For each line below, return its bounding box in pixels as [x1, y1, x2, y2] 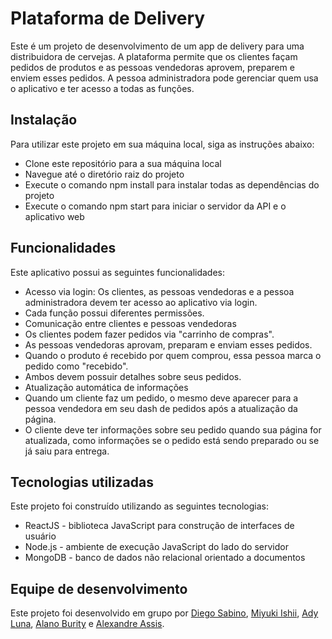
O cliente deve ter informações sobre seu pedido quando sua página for [24, 423, 322, 436]
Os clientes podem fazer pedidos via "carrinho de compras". [24, 328, 275, 340]
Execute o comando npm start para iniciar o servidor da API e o [24, 200, 287, 212]
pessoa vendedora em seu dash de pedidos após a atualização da [24, 402, 298, 414]
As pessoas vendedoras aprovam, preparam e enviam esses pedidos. [24, 338, 313, 351]
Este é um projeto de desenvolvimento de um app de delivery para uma [10, 40, 305, 52]
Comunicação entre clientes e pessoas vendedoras [24, 317, 237, 329]
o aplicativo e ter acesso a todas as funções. [10, 82, 195, 94]
